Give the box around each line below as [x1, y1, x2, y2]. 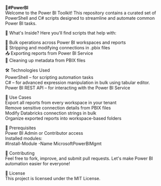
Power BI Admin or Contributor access [5, 130, 83, 136]
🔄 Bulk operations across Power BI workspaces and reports [5, 39, 126, 45]
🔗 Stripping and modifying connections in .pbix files [5, 45, 110, 50]
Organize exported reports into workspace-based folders [5, 115, 122, 121]
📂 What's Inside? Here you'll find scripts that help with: [5, 30, 117, 36]
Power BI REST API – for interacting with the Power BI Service [5, 85, 130, 91]
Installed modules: [5, 136, 42, 141]
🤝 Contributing [5, 150, 35, 156]
